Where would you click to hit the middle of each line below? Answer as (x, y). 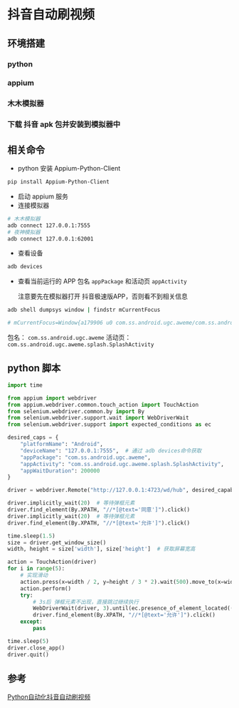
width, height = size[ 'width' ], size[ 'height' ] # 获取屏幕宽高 (101, 549)
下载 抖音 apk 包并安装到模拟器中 (64, 124)
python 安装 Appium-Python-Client (69, 168)
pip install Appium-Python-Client (59, 182)
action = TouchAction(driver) (52, 562)
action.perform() (46, 588)
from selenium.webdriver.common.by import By (76, 411)
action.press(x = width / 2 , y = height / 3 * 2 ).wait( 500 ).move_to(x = (122, 582)
